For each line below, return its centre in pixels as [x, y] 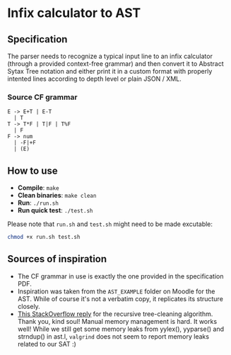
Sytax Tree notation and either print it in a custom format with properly [110, 71]
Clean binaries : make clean [57, 196]
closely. [29, 306]
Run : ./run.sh [38, 203]
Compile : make [38, 188]
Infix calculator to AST [74, 13]
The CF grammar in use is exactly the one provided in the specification [120, 276]
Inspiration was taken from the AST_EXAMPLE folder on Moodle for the [116, 291]
